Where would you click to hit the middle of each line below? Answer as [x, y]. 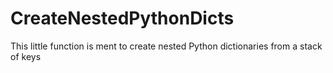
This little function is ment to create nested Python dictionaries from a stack [166, 46]
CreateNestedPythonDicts [122, 18]
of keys [26, 56]
